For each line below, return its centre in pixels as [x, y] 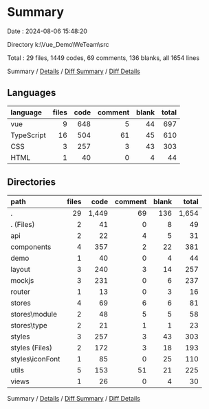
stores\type [29, 325]
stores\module [34, 314]
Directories [32, 182]
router [21, 292]
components [31, 247]
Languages [32, 93]
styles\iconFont [35, 359]
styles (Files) [32, 348]
